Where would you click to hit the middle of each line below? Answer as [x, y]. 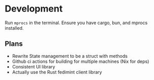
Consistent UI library [34, 66]
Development [34, 9]
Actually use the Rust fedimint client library [57, 72]
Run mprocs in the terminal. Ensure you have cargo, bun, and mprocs [76, 23]
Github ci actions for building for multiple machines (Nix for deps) [81, 61]
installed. [14, 28]
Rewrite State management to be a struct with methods [70, 56]
